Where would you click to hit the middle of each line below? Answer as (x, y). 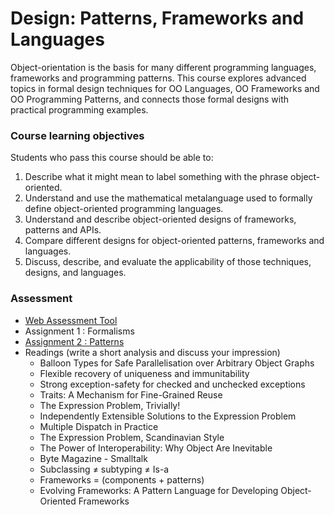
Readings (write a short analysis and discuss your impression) (152, 352)
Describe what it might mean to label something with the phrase (156, 177)
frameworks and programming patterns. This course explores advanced (158, 78)
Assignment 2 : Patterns (74, 341)
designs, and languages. (75, 273)
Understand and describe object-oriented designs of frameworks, (160, 219)
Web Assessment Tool (71, 320)
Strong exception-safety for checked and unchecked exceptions (172, 384)
